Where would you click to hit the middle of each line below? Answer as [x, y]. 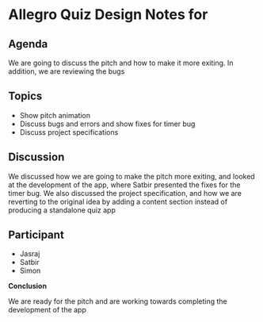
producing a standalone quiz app [62, 210]
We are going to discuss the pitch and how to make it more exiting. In [121, 63]
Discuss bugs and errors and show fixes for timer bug [107, 124]
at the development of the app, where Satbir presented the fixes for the [124, 185]
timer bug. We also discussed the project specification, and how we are [125, 193]
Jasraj [30, 254]
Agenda [28, 44]
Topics [25, 96]
